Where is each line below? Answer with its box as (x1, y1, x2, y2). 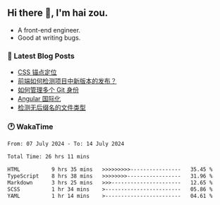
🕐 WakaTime (7, 122, 54, 131)
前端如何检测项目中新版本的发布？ (17, 77, 117, 86)
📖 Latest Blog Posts (7, 51, 75, 61)
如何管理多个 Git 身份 (17, 86, 80, 94)
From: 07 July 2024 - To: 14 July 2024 (7, 141, 125, 148)
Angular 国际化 (17, 95, 61, 103)
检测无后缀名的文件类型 (17, 103, 86, 112)
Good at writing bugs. (17, 33, 81, 42)
